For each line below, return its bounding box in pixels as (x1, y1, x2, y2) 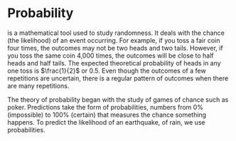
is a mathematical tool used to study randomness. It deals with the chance (7, 28, 225, 37)
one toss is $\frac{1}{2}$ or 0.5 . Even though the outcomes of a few (7, 66, 206, 75)
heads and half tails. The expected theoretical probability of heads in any (7, 58, 222, 67)
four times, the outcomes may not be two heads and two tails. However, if (7, 43, 223, 52)
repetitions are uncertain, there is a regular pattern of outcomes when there (7, 73, 229, 83)
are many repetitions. (7, 81, 70, 90)
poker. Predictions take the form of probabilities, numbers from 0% (7, 103, 204, 111)
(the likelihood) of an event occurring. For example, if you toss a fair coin (7, 36, 220, 44)
